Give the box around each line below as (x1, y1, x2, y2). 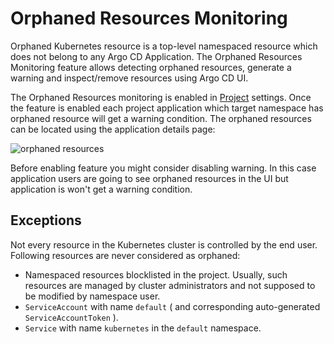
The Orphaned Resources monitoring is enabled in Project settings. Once (10, 91, 312, 103)
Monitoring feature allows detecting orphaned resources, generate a (10, 61, 292, 73)
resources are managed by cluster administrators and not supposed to (24, 279, 316, 291)
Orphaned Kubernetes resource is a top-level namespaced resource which (10, 40, 318, 52)
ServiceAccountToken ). (24, 311, 119, 323)
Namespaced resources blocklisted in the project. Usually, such (24, 268, 288, 281)
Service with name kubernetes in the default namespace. (24, 322, 262, 334)
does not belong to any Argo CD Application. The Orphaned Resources (10, 50, 303, 62)
